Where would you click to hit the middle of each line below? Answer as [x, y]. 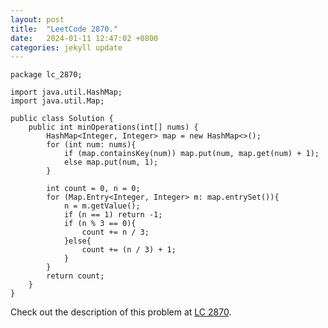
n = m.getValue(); [102, 206]
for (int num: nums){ [91, 145]
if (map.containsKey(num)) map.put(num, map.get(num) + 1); [191, 154]
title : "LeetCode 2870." [64, 29]
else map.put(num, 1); [111, 162]
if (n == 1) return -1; [113, 215]
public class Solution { [62, 119]
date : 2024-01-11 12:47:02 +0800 [84, 38]
